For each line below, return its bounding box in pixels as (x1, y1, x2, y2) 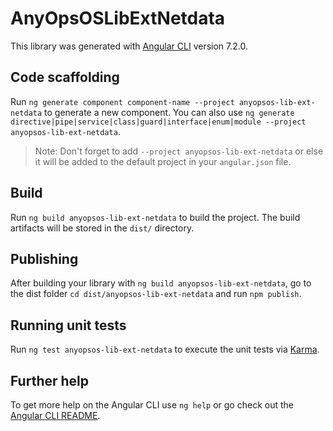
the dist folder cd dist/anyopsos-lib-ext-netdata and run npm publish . (10, 288, 302, 300)
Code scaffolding (10, 69, 120, 86)
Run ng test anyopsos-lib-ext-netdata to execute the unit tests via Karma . (10, 343, 320, 356)
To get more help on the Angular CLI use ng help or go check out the (10, 399, 294, 411)
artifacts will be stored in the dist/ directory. (10, 222, 195, 234)
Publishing (10, 250, 79, 267)
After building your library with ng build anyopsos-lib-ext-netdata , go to (10, 277, 312, 289)
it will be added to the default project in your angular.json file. (34, 155, 292, 167)
